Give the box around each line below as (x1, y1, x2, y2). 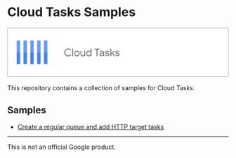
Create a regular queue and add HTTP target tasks (17, 123, 164, 131)
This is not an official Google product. (7, 143, 116, 151)
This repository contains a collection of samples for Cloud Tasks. (7, 84, 195, 92)
